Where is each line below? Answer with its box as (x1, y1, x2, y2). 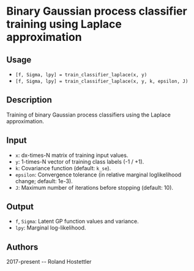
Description (6, 95, 52, 105)
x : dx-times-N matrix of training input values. (15, 151, 129, 159)
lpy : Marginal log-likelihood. (15, 224, 86, 231)
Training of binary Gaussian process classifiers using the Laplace (6, 111, 171, 118)
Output (6, 201, 34, 212)
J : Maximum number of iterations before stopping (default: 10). (15, 184, 173, 191)
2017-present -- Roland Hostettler (6, 258, 92, 266)
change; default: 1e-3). (15, 177, 73, 184)
